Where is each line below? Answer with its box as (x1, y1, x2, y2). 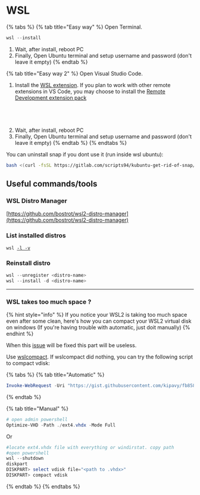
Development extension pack (14, 94, 87, 101)
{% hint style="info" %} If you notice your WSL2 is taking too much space (6, 311, 187, 318)
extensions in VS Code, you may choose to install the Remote (14, 88, 165, 95)
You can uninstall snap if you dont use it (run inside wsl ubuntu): (6, 150, 164, 158)
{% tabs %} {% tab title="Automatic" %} (6, 371, 105, 379)
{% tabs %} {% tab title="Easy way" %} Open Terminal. (6, 23, 143, 30)
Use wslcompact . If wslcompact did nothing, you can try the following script (6, 353, 193, 361)
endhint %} (6, 330, 34, 338)
